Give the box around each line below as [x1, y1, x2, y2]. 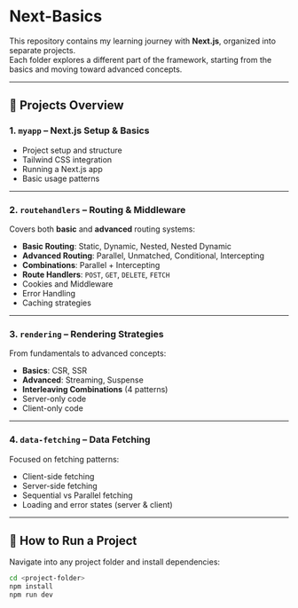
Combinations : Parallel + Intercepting [21, 259, 161, 270]
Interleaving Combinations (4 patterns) [21, 384, 169, 395]
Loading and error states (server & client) [21, 499, 173, 509]
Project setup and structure [21, 145, 122, 155]
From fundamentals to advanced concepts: [9, 348, 167, 359]
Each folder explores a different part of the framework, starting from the [9, 54, 272, 65]
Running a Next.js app [21, 163, 104, 174]
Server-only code [21, 393, 87, 405]
